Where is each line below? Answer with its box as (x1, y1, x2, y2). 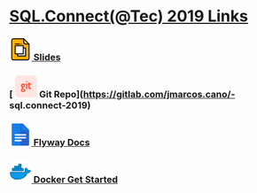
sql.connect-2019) (9, 99, 91, 112)
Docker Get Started (33, 173, 118, 185)
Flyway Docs (33, 135, 90, 148)
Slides (33, 51, 61, 64)
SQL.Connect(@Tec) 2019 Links (9, 6, 248, 27)
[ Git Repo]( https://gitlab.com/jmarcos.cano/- (9, 89, 236, 101)
